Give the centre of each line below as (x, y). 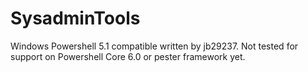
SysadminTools (75, 18)
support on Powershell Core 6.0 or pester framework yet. (128, 56)
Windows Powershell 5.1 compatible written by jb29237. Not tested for (154, 46)
